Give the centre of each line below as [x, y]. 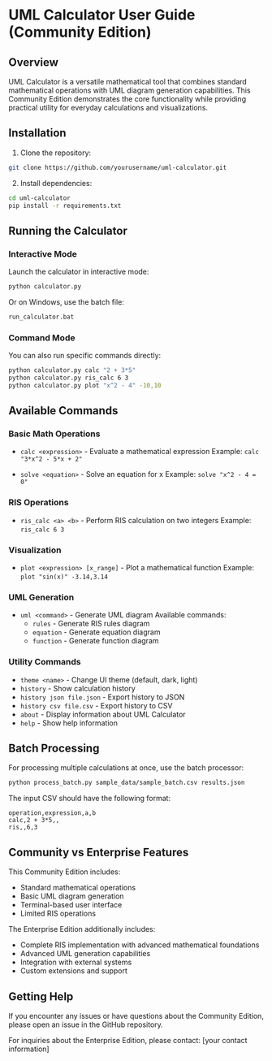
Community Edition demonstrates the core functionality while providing [127, 99]
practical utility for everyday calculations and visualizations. [108, 108]
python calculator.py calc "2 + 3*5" [72, 370]
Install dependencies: [56, 183]
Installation [37, 133]
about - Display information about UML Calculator [103, 714]
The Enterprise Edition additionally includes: [82, 929]
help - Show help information [69, 723]
